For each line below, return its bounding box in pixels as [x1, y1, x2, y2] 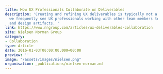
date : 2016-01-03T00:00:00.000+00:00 [5, 48, 81, 53]
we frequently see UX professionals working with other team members [9, 16, 153, 21]
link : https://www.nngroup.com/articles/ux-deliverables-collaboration [5, 25, 153, 30]
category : [5, 35, 25, 39]
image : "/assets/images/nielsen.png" [5, 57, 81, 62]
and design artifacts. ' [9, 20, 60, 26]
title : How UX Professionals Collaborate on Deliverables [5, 7, 125, 12]
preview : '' [5, 52, 29, 57]
